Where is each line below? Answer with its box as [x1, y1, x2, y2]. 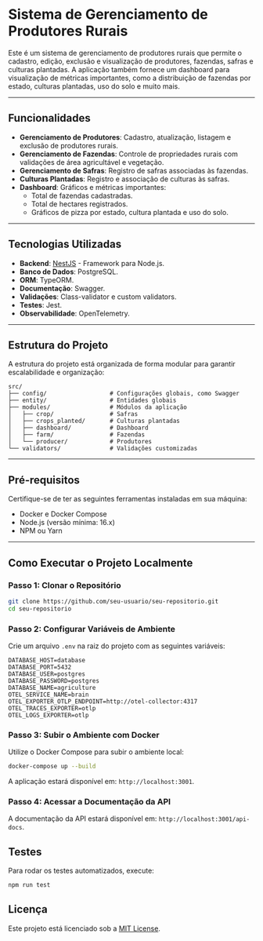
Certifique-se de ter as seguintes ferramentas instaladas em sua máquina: [8, 494, 248, 504]
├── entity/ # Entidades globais [8, 396, 177, 405]
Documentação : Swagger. [19, 283, 106, 293]
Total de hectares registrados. [31, 199, 128, 209]
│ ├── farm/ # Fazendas [8, 431, 146, 439]
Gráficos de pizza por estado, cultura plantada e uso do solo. [31, 207, 229, 217]
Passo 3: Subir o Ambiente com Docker [8, 729, 160, 740]
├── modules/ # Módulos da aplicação [8, 403, 188, 411]
